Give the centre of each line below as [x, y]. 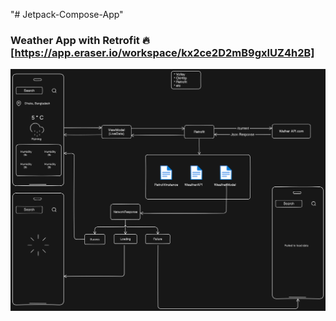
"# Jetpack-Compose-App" [67, 14]
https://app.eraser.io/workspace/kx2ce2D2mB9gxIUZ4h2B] [164, 52]
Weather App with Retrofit [75, 40]
